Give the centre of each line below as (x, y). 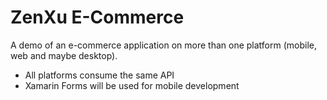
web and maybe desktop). (64, 55)
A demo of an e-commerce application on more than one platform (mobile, (164, 45)
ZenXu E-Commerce (97, 17)
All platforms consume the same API (99, 75)
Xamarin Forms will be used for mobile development (132, 85)
